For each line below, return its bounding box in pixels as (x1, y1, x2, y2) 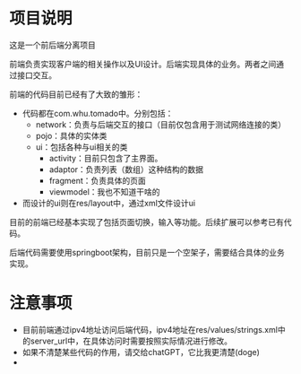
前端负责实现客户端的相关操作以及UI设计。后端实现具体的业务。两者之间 (9, 58, 277, 69)
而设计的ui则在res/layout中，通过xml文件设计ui (21, 197, 195, 208)
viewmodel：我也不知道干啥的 (48, 186, 160, 197)
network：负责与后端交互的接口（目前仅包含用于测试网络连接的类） (35, 118, 287, 130)
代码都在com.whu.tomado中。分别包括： (21, 108, 174, 118)
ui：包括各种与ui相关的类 (35, 141, 128, 152)
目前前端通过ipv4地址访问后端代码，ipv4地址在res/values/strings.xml (21, 324, 278, 335)
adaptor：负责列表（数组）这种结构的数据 (48, 163, 204, 175)
